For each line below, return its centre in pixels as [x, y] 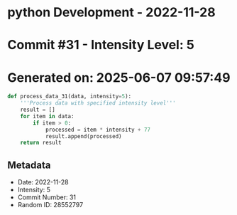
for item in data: [47, 116]
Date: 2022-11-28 [43, 182]
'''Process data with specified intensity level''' [98, 103]
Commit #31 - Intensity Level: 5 [101, 45]
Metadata [29, 165]
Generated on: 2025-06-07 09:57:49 [119, 77]
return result [41, 143]
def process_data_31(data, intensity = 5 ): [70, 97]
